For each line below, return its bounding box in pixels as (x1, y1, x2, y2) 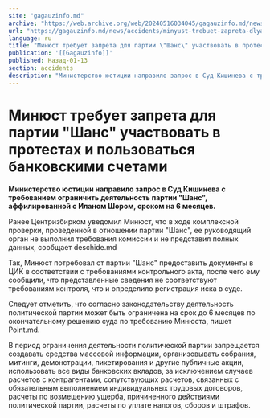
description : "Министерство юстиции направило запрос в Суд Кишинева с (8, 72, 253, 80)
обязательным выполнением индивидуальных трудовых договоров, (8, 383, 243, 392)
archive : (8, 19, 38, 27)
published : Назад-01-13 (8, 57, 88, 65)
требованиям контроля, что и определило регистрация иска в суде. (8, 283, 243, 293)
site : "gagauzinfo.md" (8, 11, 84, 20)
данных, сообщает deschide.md (8, 242, 117, 252)
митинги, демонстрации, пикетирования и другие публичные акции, (8, 357, 244, 367)
